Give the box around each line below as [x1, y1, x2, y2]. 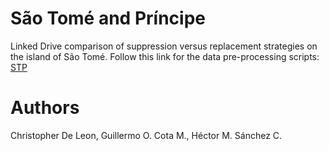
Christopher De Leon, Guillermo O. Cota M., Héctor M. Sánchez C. [10, 129, 283, 141]
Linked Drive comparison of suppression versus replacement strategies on [10, 40, 318, 52]
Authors [10, 97, 80, 119]
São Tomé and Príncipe [10, 7, 206, 30]
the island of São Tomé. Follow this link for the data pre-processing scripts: [10, 50, 320, 62]
